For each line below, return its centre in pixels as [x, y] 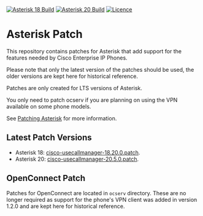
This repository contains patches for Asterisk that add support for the [94, 51]
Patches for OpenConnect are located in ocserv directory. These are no [96, 193]
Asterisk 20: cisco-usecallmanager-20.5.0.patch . [77, 159]
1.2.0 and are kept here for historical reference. [66, 206]
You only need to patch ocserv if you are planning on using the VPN [92, 100]
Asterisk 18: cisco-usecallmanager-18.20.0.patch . [78, 152]
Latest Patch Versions [49, 138]
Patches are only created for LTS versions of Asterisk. [75, 88]
